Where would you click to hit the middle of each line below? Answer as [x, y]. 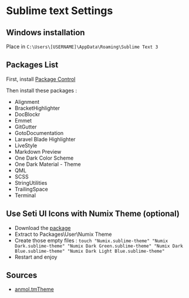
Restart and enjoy [36, 257]
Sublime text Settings [60, 11]
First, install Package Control [41, 79]
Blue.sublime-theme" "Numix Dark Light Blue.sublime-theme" [90, 251]
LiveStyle [26, 145]
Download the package [43, 228]
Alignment [27, 101]
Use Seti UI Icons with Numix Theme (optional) [93, 214]
